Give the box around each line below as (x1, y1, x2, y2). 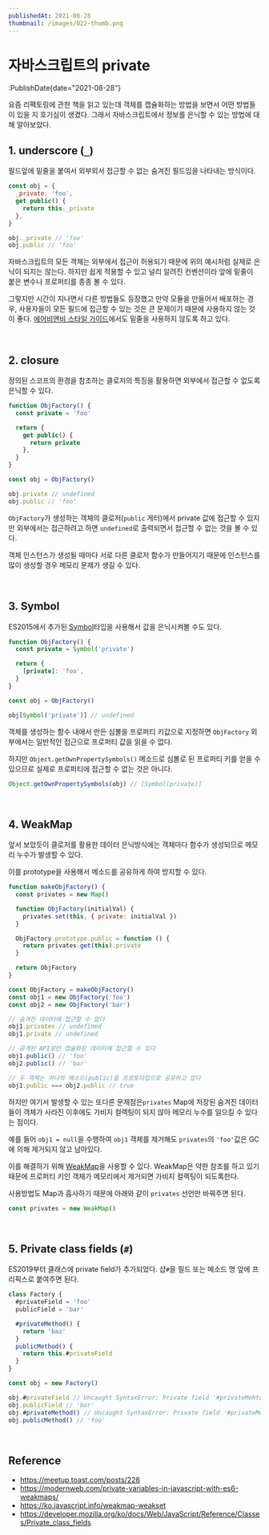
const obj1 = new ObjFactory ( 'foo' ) (8, 993, 130, 1001)
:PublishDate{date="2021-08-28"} (8, 83, 122, 93)
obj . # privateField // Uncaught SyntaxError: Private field (8, 1394, 210, 1402)
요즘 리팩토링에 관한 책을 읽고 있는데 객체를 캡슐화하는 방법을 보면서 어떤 (8, 100, 235, 109)
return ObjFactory (15, 964, 78, 972)
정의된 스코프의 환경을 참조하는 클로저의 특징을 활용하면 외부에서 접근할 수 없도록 (8, 376, 261, 385)
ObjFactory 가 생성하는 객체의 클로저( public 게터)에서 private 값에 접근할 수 (8, 513, 246, 523)
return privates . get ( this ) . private (22, 942, 142, 950)
